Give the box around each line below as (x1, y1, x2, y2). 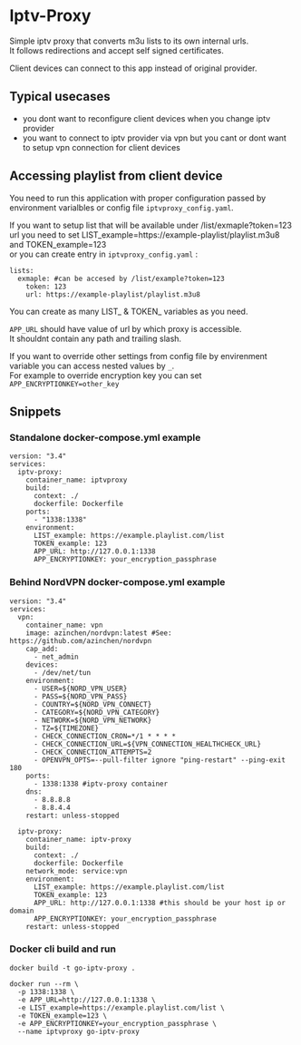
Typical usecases (9, 89, 111, 104)
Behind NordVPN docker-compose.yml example (9, 576, 226, 589)
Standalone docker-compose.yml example (9, 431, 201, 444)
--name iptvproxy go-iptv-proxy (17, 1027, 141, 1036)
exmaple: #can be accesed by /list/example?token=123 (17, 274, 225, 283)
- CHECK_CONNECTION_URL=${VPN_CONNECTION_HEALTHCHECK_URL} (33, 739, 261, 748)
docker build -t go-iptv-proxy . (9, 963, 136, 972)
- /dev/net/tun (33, 668, 92, 677)
